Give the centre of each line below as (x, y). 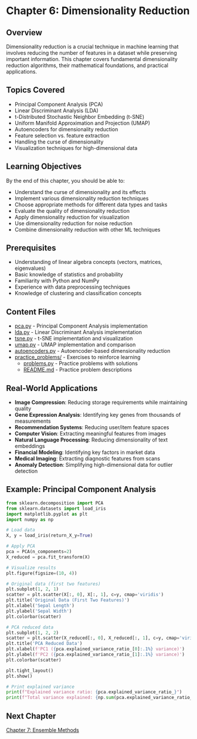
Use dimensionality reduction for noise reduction (74, 223)
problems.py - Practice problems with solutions (80, 363)
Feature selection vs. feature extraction (62, 135)
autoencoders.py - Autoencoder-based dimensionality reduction (92, 351)
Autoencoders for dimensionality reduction (66, 129)
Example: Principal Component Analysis (81, 489)
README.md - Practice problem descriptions (78, 370)
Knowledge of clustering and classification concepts (78, 293)
